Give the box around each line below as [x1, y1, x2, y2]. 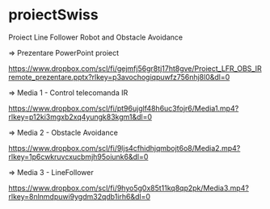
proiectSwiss [8, 6, 99, 24]
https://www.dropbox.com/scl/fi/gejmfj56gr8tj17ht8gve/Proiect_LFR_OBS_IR [8, 63, 262, 73]
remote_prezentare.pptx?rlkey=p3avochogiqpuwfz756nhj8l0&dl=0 [8, 72, 230, 82]
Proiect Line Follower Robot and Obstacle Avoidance [8, 32, 184, 42]
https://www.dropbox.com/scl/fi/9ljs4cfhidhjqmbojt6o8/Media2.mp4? [8, 143, 241, 153]
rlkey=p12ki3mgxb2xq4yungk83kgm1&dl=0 [8, 111, 152, 122]
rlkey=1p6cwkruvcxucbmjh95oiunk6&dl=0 [8, 152, 149, 161]
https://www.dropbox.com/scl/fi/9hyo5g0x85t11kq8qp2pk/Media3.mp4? [8, 183, 249, 193]
